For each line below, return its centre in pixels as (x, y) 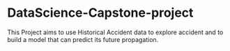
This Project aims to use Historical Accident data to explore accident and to (115, 32)
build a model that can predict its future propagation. (83, 39)
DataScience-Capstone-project (100, 13)
